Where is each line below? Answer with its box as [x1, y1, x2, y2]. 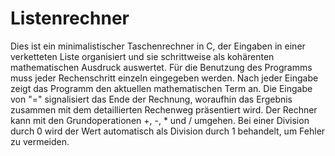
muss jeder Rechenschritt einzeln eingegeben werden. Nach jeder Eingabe [10, 72, 319, 84]
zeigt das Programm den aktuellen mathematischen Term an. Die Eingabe [10, 82, 313, 94]
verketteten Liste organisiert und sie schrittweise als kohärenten [10, 50, 275, 62]
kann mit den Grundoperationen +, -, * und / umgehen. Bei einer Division [10, 114, 310, 126]
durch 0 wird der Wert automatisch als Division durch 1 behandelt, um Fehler [10, 125, 326, 137]
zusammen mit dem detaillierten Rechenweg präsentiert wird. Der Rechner [10, 103, 318, 116]
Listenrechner [10, 7, 130, 30]
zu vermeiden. [10, 135, 70, 147]
